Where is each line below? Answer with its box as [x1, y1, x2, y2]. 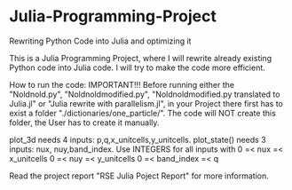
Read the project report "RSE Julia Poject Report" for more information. [9, 170, 269, 181]
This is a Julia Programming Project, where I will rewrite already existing [9, 52, 272, 63]
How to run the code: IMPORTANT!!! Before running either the [9, 79, 235, 90]
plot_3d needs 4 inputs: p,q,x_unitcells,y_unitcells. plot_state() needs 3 [9, 134, 266, 145]
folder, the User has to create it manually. [9, 117, 160, 128]
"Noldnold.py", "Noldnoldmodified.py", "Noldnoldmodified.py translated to [9, 89, 280, 99]
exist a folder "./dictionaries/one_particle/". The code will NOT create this [9, 107, 277, 118]
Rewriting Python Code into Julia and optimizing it [9, 36, 192, 46]
